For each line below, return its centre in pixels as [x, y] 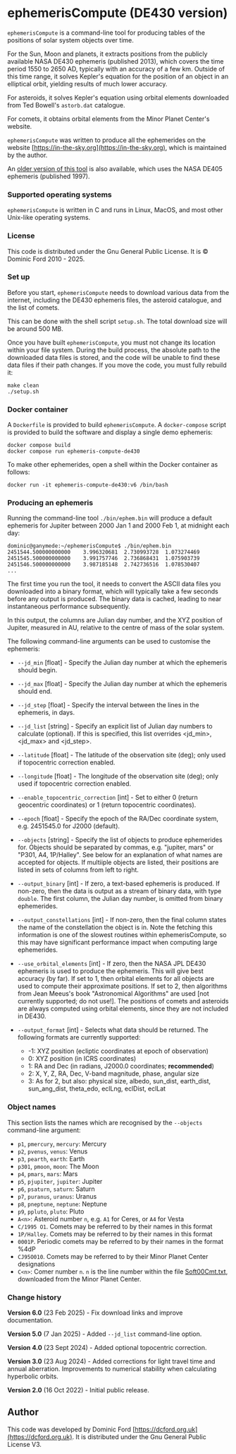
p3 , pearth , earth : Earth [51, 1158]
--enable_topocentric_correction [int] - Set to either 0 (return [108, 798]
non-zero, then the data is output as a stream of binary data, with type [119, 891]
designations [36, 1264]
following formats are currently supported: [79, 1037]
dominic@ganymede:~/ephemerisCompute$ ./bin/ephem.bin [89, 546]
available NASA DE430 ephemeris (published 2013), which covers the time [116, 61]
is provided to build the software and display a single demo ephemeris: [110, 432]
